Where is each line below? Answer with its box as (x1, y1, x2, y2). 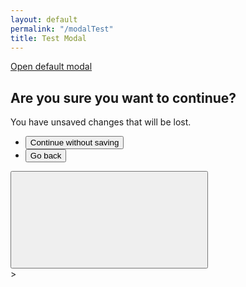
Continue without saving (29, 137, 120, 148)
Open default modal (10, 61, 93, 73)
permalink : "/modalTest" (10, 24, 114, 34)
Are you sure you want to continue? (10, 89, 237, 106)
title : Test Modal (10, 33, 87, 43)
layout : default (10, 14, 78, 25)
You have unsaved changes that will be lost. (10, 116, 192, 128)
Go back (29, 151, 62, 161)
